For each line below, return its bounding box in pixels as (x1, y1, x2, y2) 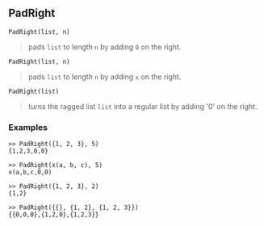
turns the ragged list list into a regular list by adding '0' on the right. (27, 101, 258, 111)
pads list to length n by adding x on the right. (27, 72, 182, 82)
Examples (8, 121, 48, 132)
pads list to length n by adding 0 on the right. (27, 42, 182, 52)
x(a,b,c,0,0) (8, 169, 52, 177)
